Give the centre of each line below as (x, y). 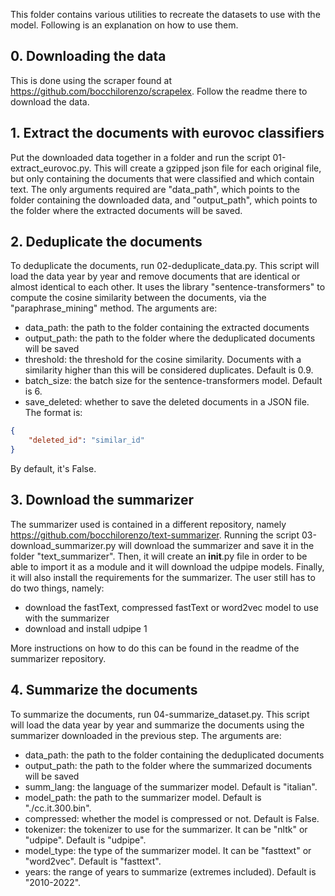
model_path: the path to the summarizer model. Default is (143, 797)
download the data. (50, 101)
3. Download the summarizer (102, 500)
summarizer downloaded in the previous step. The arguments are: (146, 735)
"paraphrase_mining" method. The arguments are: (114, 308)
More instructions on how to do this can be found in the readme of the (155, 648)
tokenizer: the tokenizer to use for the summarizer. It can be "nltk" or (166, 829)
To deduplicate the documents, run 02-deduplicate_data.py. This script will (165, 266)
